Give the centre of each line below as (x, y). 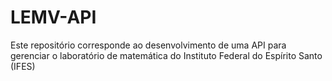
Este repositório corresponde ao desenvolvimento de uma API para (148, 45)
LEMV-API (53, 17)
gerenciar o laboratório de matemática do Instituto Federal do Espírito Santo (166, 55)
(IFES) (23, 66)
